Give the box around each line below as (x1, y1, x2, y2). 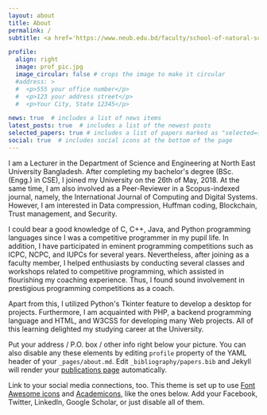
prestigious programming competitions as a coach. (8, 283, 175, 293)
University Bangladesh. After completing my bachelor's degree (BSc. (8, 166, 234, 176)
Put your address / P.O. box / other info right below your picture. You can (8, 339, 246, 349)
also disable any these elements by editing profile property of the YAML (8, 347, 247, 358)
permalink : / (8, 26, 52, 34)
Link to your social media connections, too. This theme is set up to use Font (8, 380, 256, 390)
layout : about (8, 11, 56, 20)
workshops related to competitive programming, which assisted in (8, 266, 225, 276)
